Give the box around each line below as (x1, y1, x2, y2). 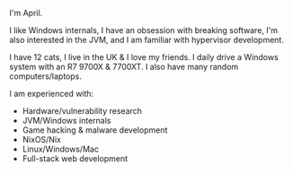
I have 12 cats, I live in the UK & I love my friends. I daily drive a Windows (9, 52, 279, 62)
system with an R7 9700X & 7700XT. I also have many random (9, 62, 239, 72)
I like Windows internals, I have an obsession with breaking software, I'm (9, 25, 279, 35)
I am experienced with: (9, 89, 94, 99)
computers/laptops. (9, 71, 83, 82)
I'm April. (9, 8, 43, 18)
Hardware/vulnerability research (22, 106, 142, 116)
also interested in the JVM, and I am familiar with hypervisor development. (9, 35, 285, 45)
